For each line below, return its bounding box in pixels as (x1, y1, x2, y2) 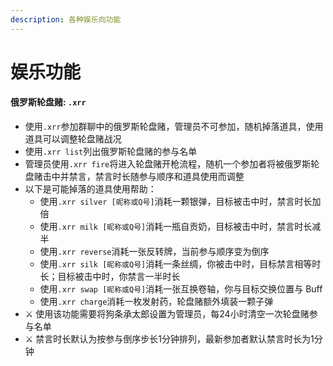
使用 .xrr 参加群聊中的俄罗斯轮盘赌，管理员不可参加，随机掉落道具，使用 (24, 121, 324, 133)
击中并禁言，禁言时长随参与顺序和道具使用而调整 (42, 171, 245, 183)
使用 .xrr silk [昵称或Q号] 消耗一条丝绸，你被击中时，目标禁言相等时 (39, 258, 322, 270)
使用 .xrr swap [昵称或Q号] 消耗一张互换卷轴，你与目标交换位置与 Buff (39, 283, 323, 295)
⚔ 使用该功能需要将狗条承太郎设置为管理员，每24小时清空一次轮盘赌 (24, 308, 310, 320)
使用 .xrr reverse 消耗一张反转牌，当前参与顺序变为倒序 (39, 246, 270, 258)
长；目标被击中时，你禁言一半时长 (39, 271, 181, 283)
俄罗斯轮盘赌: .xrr (10, 96, 87, 108)
